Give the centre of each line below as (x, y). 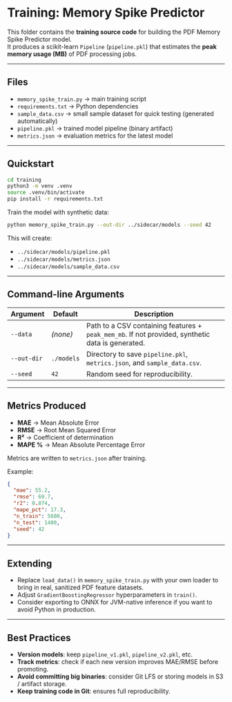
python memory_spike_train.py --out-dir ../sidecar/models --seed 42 (109, 225)
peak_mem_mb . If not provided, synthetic (148, 334)
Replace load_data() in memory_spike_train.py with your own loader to (118, 580)
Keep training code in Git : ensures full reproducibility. (94, 691)
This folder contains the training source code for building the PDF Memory (114, 32)
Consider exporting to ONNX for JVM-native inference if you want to (115, 602)
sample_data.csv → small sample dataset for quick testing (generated (115, 113)
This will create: (30, 238)
